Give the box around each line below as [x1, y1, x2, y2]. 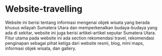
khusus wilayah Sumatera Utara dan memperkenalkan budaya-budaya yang [5, 24, 158, 30]
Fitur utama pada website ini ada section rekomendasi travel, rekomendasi [5, 35, 155, 41]
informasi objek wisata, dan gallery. [5, 45, 77, 51]
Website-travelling [5, 3, 82, 15]
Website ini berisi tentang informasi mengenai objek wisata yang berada [5, 19, 150, 25]
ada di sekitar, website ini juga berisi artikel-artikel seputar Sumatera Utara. [5, 30, 156, 36]
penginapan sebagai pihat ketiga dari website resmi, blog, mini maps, [5, 40, 144, 46]
